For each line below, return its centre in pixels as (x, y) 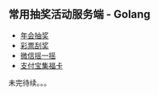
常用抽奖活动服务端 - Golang (79, 14)
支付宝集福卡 (41, 65)
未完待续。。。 (29, 82)
